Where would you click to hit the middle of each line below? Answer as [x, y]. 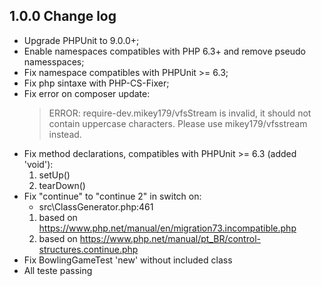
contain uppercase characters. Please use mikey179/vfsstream [178, 123]
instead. [65, 134]
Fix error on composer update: [87, 93]
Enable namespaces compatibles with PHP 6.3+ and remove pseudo [164, 51]
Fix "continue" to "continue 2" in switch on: [112, 196]
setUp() [54, 175]
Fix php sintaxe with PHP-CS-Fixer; [96, 83]
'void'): [38, 164]
